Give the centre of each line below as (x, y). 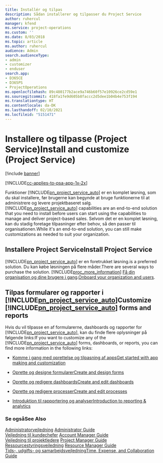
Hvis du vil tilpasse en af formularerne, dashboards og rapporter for (74, 327)
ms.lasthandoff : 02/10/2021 (34, 110)
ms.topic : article (24, 42)
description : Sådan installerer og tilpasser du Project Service (73, 14)
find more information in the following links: (49, 348)
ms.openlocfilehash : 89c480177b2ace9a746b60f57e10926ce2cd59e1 (71, 92)
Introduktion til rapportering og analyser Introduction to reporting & (79, 401)
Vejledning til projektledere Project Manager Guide (56, 440)
